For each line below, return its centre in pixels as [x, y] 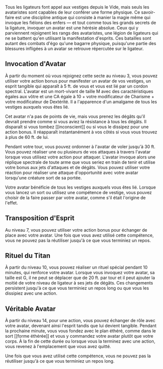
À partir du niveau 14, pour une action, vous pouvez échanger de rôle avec [80, 321]
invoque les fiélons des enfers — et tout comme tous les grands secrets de [81, 22]
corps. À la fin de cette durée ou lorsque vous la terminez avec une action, [80, 341]
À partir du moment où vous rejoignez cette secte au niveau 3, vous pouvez [81, 76]
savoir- [148, 12]
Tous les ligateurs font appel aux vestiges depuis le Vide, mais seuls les [77, 7]
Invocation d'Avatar [35, 64]
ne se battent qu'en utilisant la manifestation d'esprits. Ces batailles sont [78, 38]
